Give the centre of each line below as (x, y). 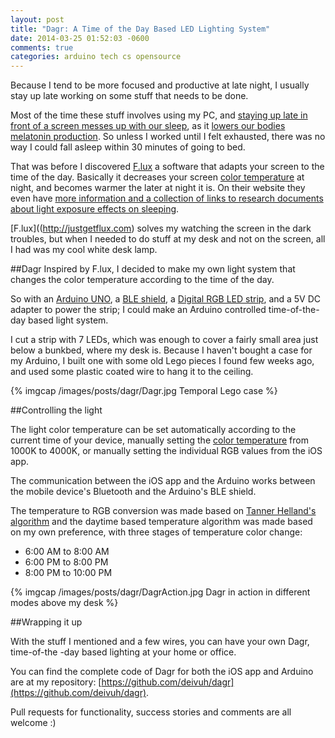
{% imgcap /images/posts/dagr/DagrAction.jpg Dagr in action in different (160, 592)
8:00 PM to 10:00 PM (68, 573)
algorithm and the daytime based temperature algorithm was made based (161, 522)
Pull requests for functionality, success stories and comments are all (151, 712)
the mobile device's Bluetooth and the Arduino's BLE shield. (133, 492)
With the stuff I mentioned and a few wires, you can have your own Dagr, (160, 642)
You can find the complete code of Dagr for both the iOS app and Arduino (162, 672)
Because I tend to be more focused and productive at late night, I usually (160, 85)
